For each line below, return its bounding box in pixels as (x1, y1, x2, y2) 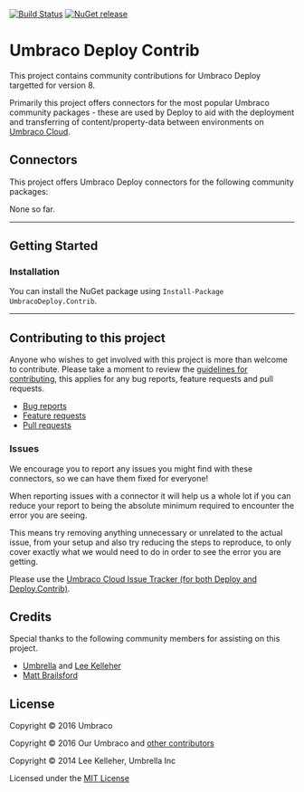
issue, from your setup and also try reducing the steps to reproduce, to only (9, 537, 292, 548)
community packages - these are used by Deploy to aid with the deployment (9, 107, 295, 118)
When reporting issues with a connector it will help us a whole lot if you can (9, 490, 291, 501)
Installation (9, 265, 61, 278)
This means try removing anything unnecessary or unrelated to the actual (9, 527, 283, 538)
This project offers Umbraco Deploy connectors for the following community (9, 177, 294, 187)
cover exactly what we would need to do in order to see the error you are (9, 546, 282, 557)
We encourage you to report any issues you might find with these (9, 463, 253, 474)
